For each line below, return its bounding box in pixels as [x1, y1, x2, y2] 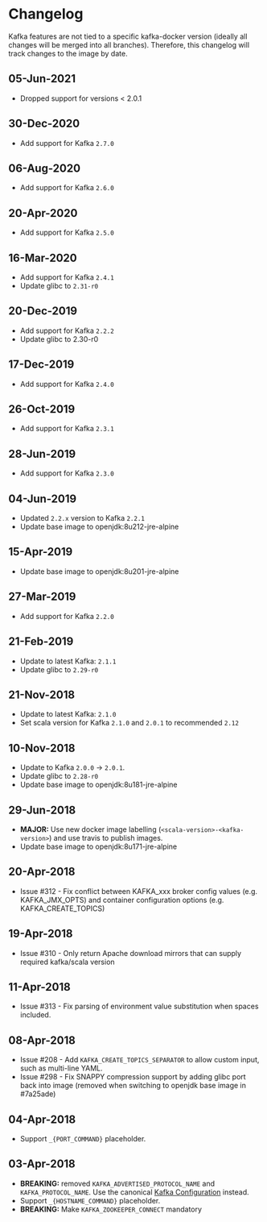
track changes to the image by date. [8, 48, 128, 58]
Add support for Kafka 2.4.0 [19, 379, 114, 389]
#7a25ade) [19, 1089, 56, 1099]
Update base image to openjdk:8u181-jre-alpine [19, 779, 178, 790]
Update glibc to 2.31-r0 [19, 281, 99, 290]
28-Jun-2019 [8, 447, 76, 460]
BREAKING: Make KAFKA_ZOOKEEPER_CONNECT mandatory [19, 1204, 203, 1214]
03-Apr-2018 [8, 1158, 76, 1171]
